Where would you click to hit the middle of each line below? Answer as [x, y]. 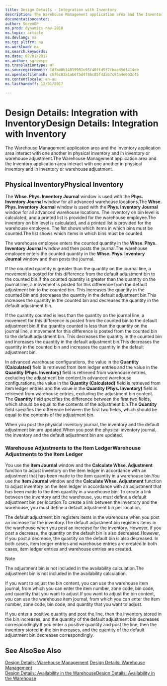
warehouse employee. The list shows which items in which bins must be [79, 228]
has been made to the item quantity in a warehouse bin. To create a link [78, 491]
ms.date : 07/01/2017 [27, 56]
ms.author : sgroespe [27, 61]
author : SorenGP [22, 24]
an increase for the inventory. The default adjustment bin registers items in [81, 522]
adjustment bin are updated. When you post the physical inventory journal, [81, 430]
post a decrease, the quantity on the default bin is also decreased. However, [83, 533]
